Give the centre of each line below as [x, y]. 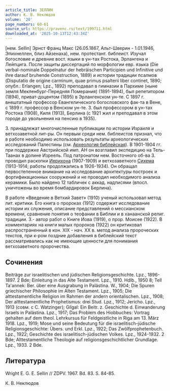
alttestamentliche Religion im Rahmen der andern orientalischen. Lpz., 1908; [85, 296]
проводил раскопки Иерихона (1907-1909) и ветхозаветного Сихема [80, 161]
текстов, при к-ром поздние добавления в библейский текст [71, 235]
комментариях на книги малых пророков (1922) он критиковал [74, 225]
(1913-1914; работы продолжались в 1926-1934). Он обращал [71, 166]
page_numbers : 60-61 [27, 24]
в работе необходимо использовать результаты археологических [77, 139]
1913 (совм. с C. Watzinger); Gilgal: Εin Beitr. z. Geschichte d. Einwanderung [85, 307]
